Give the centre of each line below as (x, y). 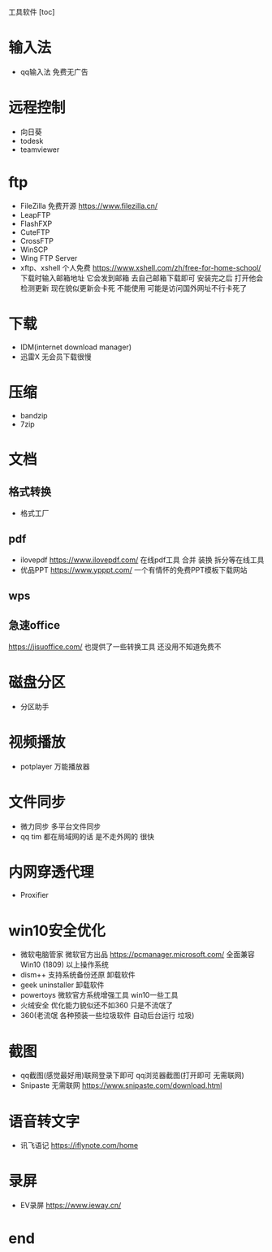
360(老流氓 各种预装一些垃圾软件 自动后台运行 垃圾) (107, 1016)
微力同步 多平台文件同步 (60, 826)
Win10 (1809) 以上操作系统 (65, 964)
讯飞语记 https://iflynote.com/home (79, 1146)
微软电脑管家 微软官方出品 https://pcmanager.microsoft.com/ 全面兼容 (138, 955)
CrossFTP (37, 240)
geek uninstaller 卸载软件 (62, 985)
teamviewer (40, 149)
